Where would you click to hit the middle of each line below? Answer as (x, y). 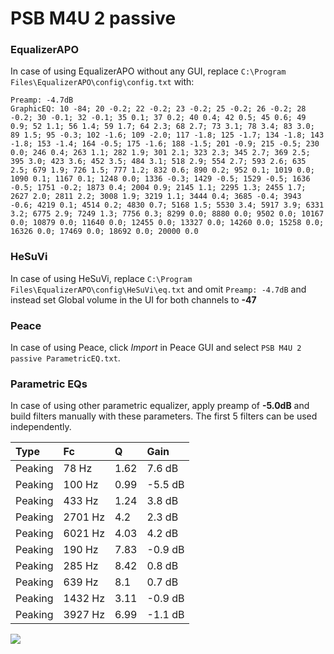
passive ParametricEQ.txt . (65, 358)
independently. (41, 427)
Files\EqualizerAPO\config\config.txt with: (102, 82)
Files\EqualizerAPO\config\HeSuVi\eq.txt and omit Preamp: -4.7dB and (158, 289)
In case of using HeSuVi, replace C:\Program (101, 278)
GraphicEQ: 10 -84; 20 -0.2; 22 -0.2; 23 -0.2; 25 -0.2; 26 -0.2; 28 (158, 109)
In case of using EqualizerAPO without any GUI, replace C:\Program (148, 71)
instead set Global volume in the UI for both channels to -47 (133, 299)
